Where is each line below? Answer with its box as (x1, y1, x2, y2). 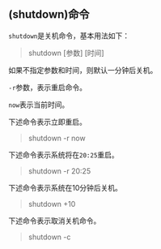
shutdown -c (28, 232, 71, 242)
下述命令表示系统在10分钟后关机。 (8, 182, 123, 192)
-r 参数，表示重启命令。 (8, 82, 87, 92)
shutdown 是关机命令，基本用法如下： (8, 31, 130, 41)
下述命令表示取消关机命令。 (8, 216, 101, 225)
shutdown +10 (28, 199, 76, 208)
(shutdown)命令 (8, 7, 90, 22)
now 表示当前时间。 (8, 100, 70, 109)
